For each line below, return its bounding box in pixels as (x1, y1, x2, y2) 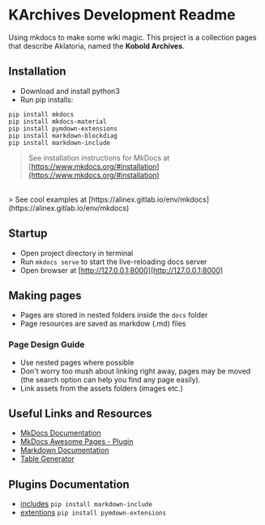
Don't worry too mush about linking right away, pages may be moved (19, 366, 251, 376)
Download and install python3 (19, 86, 120, 96)
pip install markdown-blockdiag (8, 131, 118, 139)
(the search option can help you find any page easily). (19, 374, 201, 384)
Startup (8, 227, 48, 241)
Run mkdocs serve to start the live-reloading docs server (19, 257, 207, 267)
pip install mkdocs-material (8, 117, 107, 126)
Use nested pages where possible (19, 357, 135, 367)
